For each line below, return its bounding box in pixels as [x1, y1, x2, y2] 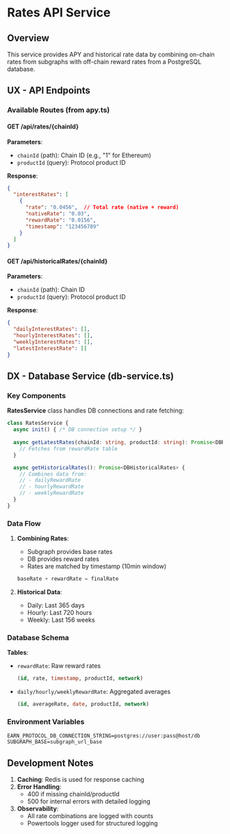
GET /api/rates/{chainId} [7, 122, 79, 130]
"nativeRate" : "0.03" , [25, 211, 90, 218]
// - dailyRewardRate [19, 477, 81, 484]
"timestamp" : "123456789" [25, 223, 99, 230]
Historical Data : [16, 588, 63, 596]
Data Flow [7, 518, 41, 528]
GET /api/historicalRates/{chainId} [7, 257, 108, 265]
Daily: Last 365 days [27, 601, 85, 609]
